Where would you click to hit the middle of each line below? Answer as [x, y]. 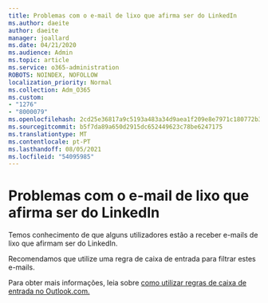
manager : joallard [39, 38]
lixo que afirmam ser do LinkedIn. [63, 243]
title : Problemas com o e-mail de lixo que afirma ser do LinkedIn [123, 16]
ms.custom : [26, 97]
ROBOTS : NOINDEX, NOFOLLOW [53, 75]
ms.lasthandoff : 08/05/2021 [55, 149]
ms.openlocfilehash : [43, 120]
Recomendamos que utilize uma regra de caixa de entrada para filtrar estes [132, 259]
